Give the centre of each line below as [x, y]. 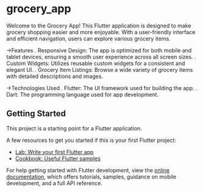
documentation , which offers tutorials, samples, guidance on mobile [91, 177]
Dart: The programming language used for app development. [83, 94]
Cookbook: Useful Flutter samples [58, 158]
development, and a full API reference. [54, 183]
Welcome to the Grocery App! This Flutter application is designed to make [99, 26]
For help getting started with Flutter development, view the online [88, 170]
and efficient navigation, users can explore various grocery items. [88, 38]
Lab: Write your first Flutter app [54, 152]
